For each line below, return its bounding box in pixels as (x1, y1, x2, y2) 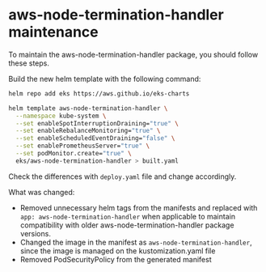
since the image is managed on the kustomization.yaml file (19, 245, 216, 256)
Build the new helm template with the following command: (8, 74, 201, 83)
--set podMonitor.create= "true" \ (15, 150, 132, 158)
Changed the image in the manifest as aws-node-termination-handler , (19, 237, 252, 247)
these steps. (8, 58, 50, 68)
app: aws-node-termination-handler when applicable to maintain (19, 211, 236, 221)
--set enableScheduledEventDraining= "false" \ (15, 134, 175, 142)
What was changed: (8, 187, 75, 197)
